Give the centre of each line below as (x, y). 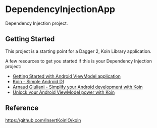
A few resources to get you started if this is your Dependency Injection (79, 61)
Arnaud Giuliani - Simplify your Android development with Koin (77, 87)
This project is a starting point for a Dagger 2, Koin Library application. (78, 51)
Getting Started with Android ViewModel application (67, 76)
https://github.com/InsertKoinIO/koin (43, 120)
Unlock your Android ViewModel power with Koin (64, 92)
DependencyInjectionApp (60, 9)
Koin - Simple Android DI (38, 81)
